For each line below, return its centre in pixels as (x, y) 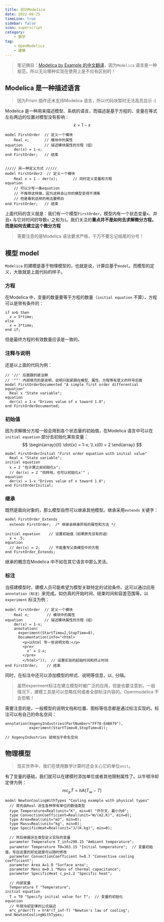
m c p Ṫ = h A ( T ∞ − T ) (82, 791)
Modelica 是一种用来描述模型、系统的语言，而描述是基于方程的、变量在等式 (81, 111)
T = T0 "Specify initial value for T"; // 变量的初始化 (66, 897)
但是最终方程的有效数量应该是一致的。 (43, 340)
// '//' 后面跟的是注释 (27, 375)
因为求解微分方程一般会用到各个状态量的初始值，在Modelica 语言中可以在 (79, 431)
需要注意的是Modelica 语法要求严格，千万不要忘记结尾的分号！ (80, 236)
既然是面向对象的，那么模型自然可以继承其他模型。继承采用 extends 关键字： (82, 510)
